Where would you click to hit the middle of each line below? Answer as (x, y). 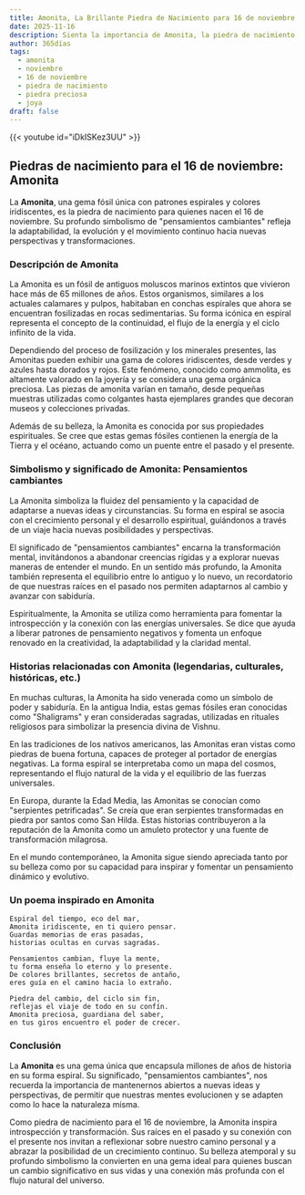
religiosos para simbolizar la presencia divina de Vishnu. (115, 726)
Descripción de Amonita (64, 264)
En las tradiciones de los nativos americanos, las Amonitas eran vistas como (152, 743)
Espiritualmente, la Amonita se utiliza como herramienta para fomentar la (146, 613)
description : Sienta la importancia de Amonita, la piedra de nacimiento (152, 35)
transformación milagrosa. (59, 839)
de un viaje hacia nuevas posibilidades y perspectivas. (112, 529)
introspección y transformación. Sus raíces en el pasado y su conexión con (151, 1131)
